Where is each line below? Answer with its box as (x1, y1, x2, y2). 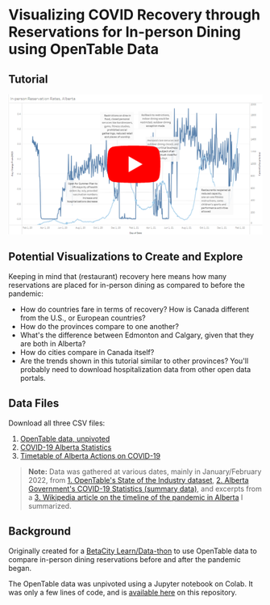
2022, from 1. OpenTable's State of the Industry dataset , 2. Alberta (27, 475, 249, 484)
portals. (19, 373, 46, 383)
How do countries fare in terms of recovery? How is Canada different (19, 304, 250, 314)
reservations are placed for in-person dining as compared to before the (8, 280, 246, 290)
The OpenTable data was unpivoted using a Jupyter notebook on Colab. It (8, 578, 254, 588)
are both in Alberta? (19, 338, 86, 349)
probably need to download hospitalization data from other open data (19, 364, 251, 374)
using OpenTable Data (8, 40, 160, 58)
